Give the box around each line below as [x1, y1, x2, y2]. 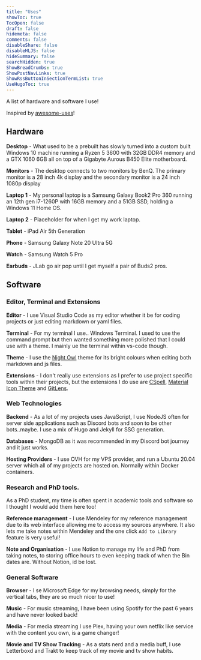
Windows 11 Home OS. [6, 204, 62, 211]
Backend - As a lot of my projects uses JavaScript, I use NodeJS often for [6, 413, 190, 420]
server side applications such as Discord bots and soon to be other [6, 419, 172, 427]
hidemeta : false [6, 31, 47, 37]
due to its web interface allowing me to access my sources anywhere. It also [6, 521, 195, 529]
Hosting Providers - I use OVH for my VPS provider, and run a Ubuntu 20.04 [6, 455, 196, 463]
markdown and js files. [6, 360, 62, 367]
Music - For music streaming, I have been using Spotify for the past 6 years [6, 605, 194, 612]
